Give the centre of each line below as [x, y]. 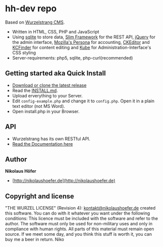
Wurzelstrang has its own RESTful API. [51, 139]
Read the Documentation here [42, 144]
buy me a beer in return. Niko [35, 240]
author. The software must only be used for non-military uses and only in [79, 224]
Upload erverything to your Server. [47, 95]
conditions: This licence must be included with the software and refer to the [81, 218]
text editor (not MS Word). [39, 106]
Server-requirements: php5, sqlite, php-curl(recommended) [73, 58]
